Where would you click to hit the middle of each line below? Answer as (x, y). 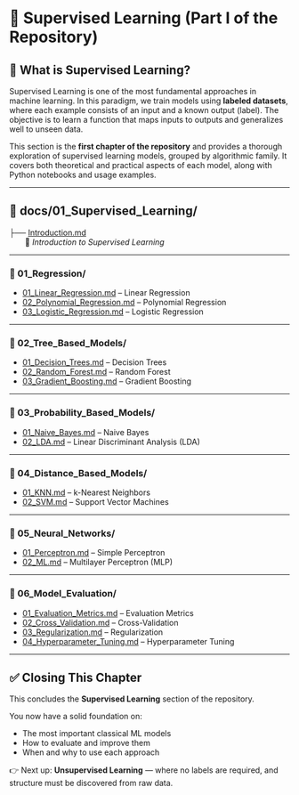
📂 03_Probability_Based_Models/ (82, 413)
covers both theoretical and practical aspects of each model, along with (141, 165)
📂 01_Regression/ (48, 273)
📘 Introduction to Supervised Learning (95, 242)
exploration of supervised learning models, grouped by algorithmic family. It (148, 156)
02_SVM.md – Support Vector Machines (95, 502)
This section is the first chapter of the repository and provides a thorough (146, 146)
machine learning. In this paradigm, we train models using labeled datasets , (149, 101)
